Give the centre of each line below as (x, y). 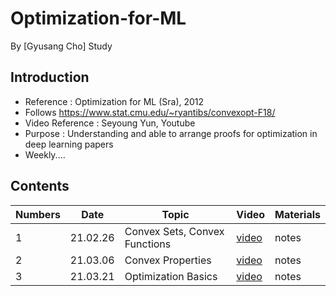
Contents (40, 186)
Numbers (38, 214)
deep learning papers (69, 144)
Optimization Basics (171, 276)
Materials (297, 214)
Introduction (50, 77)
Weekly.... (45, 154)
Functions (148, 244)
